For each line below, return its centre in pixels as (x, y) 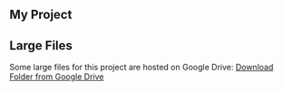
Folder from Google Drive (57, 77)
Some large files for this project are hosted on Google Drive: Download (141, 68)
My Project (41, 15)
